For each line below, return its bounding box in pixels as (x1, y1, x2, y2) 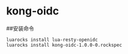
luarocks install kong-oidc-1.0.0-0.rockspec (6, 42, 122, 48)
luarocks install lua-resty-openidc (6, 37, 98, 43)
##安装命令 (6, 25, 34, 32)
